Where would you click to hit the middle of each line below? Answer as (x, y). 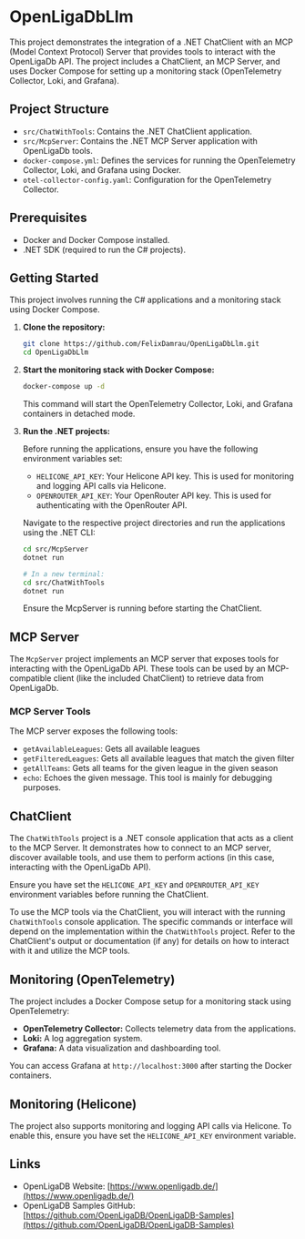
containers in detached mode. (79, 413)
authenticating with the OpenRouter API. (112, 505)
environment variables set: (72, 458)
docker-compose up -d (63, 387)
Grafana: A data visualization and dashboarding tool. (122, 1048)
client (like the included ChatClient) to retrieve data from (158, 678)
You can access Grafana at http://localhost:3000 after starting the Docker (151, 1066)
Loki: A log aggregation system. (82, 1039)
